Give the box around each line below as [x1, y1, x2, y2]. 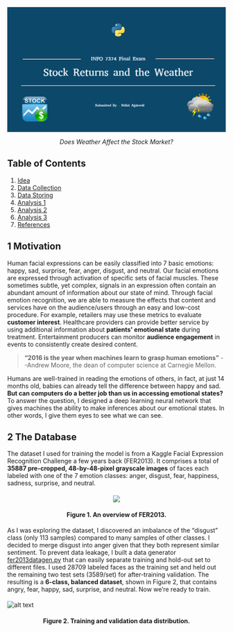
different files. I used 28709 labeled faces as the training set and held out [7, 563, 216, 571]
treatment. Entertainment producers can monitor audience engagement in [7, 332, 221, 341]
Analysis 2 [17, 205, 47, 214]
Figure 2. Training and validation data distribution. [42, 617, 191, 625]
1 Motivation [7, 241, 61, 253]
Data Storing [17, 191, 53, 199]
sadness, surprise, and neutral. [7, 479, 96, 488]
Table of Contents [7, 157, 87, 169]
